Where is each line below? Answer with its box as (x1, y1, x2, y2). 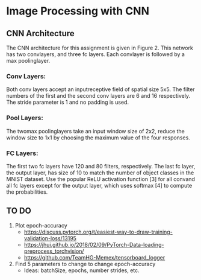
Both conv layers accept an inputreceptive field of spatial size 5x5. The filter (6, 86, 195, 93)
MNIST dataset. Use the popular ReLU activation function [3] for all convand (6, 175, 196, 182)
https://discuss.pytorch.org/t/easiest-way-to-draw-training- (23, 228, 173, 235)
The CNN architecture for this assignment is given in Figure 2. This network (6, 44, 194, 51)
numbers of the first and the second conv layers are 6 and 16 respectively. (6, 92, 191, 100)
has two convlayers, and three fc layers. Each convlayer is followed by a (6, 51, 185, 58)
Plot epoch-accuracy (14, 221, 67, 229)
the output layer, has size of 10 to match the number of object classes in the (6, 169, 194, 176)
